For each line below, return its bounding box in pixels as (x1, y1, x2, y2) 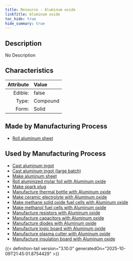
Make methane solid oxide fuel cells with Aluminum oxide (12, 199, 129, 205)
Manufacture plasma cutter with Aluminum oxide (12, 230, 110, 236)
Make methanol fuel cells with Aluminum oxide (12, 204, 106, 210)
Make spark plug (12, 183, 47, 190)
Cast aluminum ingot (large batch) (12, 168, 81, 174)
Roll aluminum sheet (12, 135, 53, 141)
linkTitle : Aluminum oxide (5, 12, 60, 17)
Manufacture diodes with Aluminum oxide (12, 220, 97, 226)
